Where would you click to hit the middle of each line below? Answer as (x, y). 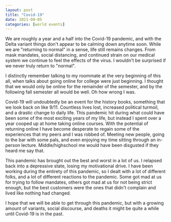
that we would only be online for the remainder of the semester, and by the (84, 87)
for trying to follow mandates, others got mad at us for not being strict (79, 182)
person (13, 145)
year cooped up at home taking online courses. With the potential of (77, 124)
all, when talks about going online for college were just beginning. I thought (84, 81)
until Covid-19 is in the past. (34, 214)
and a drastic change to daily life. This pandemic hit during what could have (85, 113)
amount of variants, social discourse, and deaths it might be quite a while (82, 208)
